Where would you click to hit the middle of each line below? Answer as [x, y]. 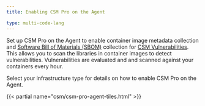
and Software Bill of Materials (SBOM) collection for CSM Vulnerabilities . [98, 47]
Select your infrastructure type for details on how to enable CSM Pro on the [102, 78]
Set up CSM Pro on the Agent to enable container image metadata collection [102, 40]
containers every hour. [35, 66]
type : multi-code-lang [35, 23]
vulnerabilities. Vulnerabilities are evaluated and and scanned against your [100, 60]
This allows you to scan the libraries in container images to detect [89, 53]
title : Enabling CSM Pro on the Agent [56, 12]
